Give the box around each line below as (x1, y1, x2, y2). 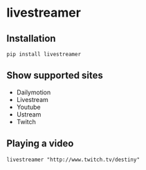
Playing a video (6, 137, 74, 150)
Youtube (16, 103, 41, 111)
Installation (6, 33, 56, 44)
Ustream (16, 110, 42, 119)
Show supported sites (6, 69, 103, 81)
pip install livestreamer (6, 51, 81, 58)
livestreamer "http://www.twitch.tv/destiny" (6, 156, 140, 163)
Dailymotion (16, 88, 51, 96)
